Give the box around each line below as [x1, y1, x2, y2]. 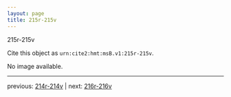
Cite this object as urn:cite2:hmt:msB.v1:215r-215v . [7, 49, 154, 57]
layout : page [7, 10, 45, 17]
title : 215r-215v [7, 17, 57, 23]
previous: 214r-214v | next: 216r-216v [7, 82, 112, 90]
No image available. [7, 62, 63, 70]
